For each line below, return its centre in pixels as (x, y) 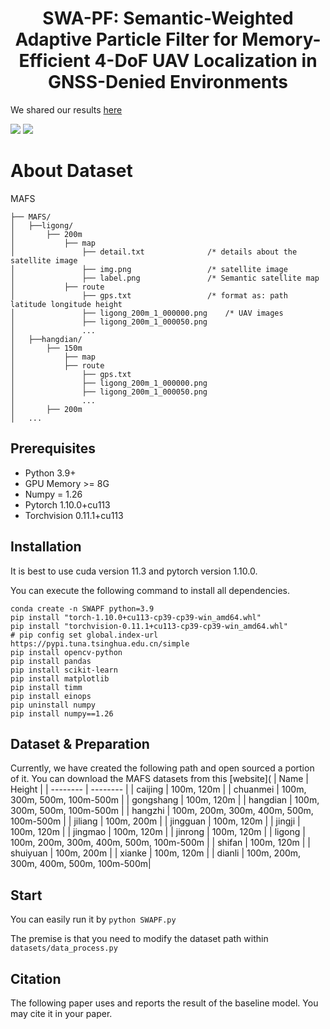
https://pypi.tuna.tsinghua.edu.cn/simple (100, 643)
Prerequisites (53, 448)
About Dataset (71, 171)
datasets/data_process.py (64, 948)
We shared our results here (66, 109)
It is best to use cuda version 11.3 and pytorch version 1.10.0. (134, 571)
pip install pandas (51, 661)
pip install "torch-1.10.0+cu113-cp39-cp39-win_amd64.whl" (136, 617)
